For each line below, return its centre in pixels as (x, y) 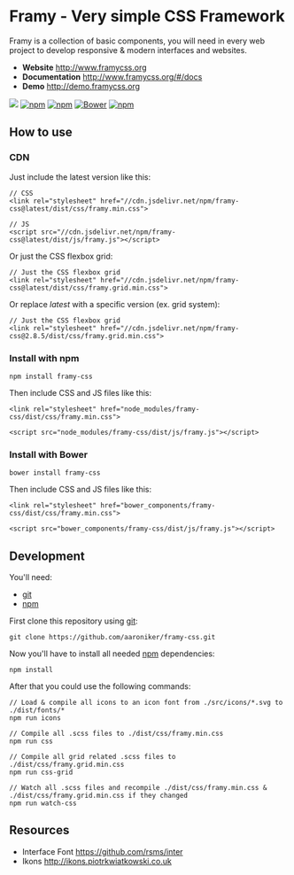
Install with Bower (49, 454)
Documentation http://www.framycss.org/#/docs (112, 76)
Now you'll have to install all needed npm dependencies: (112, 654)
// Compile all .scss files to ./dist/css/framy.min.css (116, 734)
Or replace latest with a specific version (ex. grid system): (115, 304)
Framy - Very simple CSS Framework (147, 16)
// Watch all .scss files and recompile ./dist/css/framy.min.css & (138, 788)
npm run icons (35, 718)
